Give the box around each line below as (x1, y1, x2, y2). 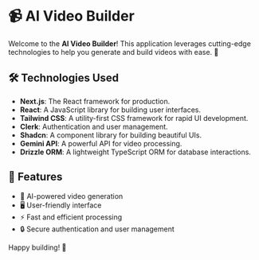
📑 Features (8, 170, 63, 184)
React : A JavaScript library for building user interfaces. (19, 105, 202, 114)
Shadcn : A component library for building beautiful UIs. (19, 130, 202, 140)
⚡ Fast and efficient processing (19, 212, 123, 222)
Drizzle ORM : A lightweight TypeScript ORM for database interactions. (19, 147, 251, 157)
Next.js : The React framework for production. (19, 96, 171, 106)
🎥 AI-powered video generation (19, 191, 124, 200)
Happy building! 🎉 (8, 243, 67, 252)
